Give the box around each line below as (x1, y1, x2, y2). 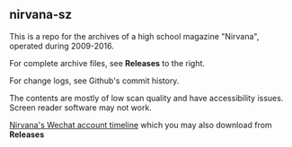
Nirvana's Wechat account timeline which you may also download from (9, 119, 272, 130)
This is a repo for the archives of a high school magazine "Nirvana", (9, 30, 260, 41)
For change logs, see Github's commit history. (9, 75, 180, 86)
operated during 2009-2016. (9, 40, 114, 51)
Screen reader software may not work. (9, 102, 153, 113)
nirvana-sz (9, 7, 73, 22)
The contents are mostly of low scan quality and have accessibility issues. (9, 92, 284, 103)
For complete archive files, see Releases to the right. (9, 57, 205, 68)
